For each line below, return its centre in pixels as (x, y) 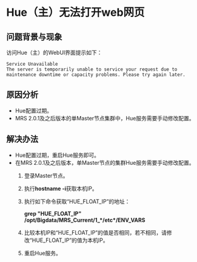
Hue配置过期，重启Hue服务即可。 (57, 155)
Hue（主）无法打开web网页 (75, 12)
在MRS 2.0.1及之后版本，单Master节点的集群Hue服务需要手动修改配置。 (105, 162)
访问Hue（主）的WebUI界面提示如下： (54, 53)
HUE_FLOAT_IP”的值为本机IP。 (70, 240)
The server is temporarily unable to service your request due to (92, 69)
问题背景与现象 (34, 37)
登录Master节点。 (46, 175)
